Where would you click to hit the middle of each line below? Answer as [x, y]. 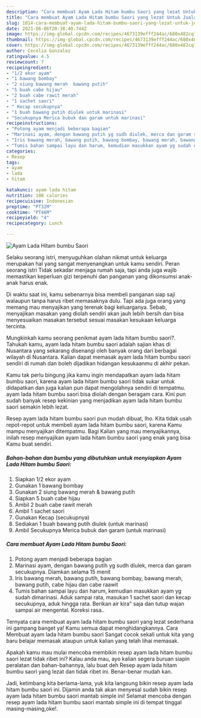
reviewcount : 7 [25, 62]
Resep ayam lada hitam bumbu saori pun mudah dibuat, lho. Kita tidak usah [99, 418]
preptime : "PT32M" [29, 207]
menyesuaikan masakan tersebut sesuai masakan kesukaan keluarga [91, 320]
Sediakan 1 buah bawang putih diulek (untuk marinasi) [81, 524]
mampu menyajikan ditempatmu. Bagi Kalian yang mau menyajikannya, [94, 431]
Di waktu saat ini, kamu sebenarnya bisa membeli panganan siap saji [91, 294]
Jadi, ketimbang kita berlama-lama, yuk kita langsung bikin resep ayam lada [100, 683]
